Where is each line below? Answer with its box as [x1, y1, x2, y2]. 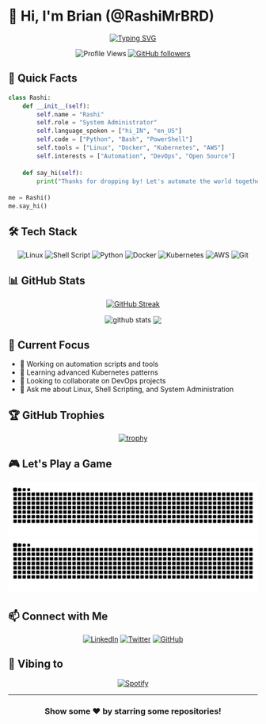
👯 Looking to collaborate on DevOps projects [19, 376, 166, 386]
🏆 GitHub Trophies [8, 408, 105, 422]
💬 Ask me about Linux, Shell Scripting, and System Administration [19, 384, 234, 394]
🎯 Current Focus [8, 338, 90, 352]
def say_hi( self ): [22, 169, 83, 177]
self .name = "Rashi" [36, 110, 104, 118]
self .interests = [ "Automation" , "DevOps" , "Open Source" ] [36, 152, 236, 160]
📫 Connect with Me [8, 609, 108, 623]
